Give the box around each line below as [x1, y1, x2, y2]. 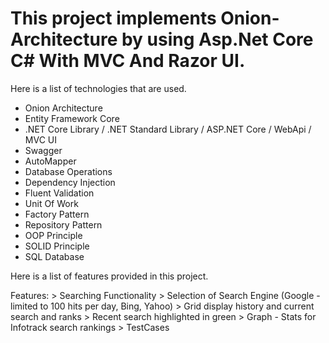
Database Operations [24, 165, 113, 177]
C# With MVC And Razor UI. [10, 50, 246, 72]
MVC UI [24, 133, 57, 146]
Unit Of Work [24, 197, 79, 209]
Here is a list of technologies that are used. [10, 82, 187, 94]
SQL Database [24, 250, 85, 262]
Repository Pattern [24, 218, 103, 231]
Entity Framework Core [24, 112, 120, 124]
